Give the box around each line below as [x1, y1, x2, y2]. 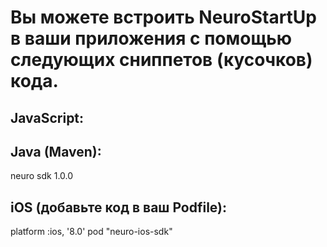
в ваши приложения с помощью [10, 27, 293, 50]
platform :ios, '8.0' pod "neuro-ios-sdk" [10, 226, 173, 238]
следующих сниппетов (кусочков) [10, 49, 313, 71]
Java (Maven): [10, 143, 102, 160]
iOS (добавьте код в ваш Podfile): [10, 199, 228, 216]
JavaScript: [10, 109, 85, 126]
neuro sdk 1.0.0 [10, 170, 74, 182]
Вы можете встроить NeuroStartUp [10, 6, 317, 29]
